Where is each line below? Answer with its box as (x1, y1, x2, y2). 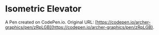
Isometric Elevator (5, 3, 82, 14)
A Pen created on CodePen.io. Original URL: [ (5, 19, 97, 25)
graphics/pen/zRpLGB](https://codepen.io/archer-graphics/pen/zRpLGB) (5, 24, 154, 30)
